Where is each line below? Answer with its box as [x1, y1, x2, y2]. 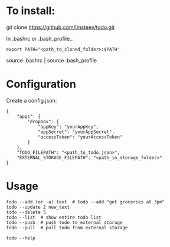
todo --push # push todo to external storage [6, 219, 123, 225]
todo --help [6, 235, 35, 241]
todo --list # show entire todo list [6, 214, 102, 220]
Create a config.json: [6, 97, 57, 104]
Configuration [6, 78, 77, 91]
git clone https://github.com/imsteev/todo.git [6, 24, 115, 31]
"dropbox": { [27, 118, 60, 124]
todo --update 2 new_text [6, 204, 70, 210]
